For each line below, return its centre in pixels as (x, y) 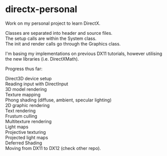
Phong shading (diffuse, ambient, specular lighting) (59, 100)
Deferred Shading (24, 143)
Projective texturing (26, 132)
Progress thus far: (24, 69)
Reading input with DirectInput (37, 84)
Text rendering (21, 111)
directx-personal (41, 9)
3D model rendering (26, 89)
